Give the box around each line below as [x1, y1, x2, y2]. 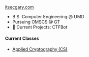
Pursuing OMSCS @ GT [12, 19, 60, 25]
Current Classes [5, 35, 39, 41]
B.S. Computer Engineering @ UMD [12, 14, 85, 19]
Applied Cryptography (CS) [12, 46, 68, 52]
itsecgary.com [5, 4, 34, 10]
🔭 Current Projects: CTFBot [12, 24, 68, 30]
